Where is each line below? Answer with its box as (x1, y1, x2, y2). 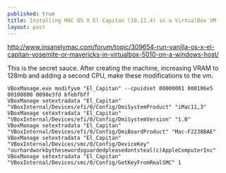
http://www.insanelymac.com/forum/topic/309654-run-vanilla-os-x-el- (7, 43, 215, 52)
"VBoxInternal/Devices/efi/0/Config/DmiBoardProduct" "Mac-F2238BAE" (7, 129, 217, 136)
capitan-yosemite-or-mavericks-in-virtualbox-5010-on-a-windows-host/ (7, 50, 219, 59)
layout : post (7, 23, 46, 30)
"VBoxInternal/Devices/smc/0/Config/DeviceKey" (7, 141, 150, 148)
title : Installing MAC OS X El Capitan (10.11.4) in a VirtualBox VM (7, 17, 217, 24)
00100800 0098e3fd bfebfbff (7, 91, 90, 99)
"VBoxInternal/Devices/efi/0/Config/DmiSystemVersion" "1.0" (7, 116, 191, 124)
